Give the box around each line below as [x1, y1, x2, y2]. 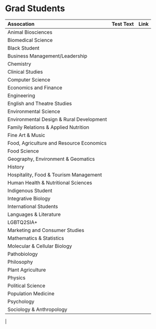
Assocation [7, 20, 35, 27]
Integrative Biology [7, 195, 51, 202]
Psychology [7, 298, 35, 305]
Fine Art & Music [7, 132, 45, 138]
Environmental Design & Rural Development [7, 116, 107, 122]
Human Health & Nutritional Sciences [7, 179, 93, 186]
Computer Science [7, 76, 50, 83]
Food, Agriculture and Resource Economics [7, 139, 107, 146]
